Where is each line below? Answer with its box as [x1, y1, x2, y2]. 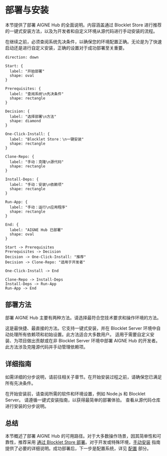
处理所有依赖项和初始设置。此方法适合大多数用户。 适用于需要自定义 [9, 331, 150, 337]
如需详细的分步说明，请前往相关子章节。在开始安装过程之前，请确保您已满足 [5, 374, 162, 380]
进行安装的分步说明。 [5, 403, 49, 409]
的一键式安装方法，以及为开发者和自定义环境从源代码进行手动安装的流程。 [5, 28, 158, 34]
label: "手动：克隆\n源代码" [9, 159, 64, 164]
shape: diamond [9, 118, 41, 123]
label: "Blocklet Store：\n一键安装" [9, 137, 84, 142]
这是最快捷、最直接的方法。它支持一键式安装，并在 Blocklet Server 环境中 [5, 325, 157, 331]
